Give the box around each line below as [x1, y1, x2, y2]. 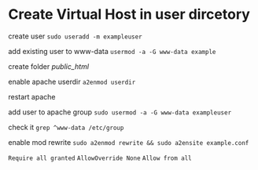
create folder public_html [8, 61, 89, 71]
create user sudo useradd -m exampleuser [8, 31, 143, 41]
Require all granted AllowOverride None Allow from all [8, 154, 192, 162]
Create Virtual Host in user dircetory [8, 5, 250, 24]
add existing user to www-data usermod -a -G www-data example [8, 46, 216, 56]
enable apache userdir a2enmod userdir [8, 77, 136, 86]
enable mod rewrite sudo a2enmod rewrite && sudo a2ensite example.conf [8, 137, 249, 146]
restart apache [8, 92, 56, 101]
